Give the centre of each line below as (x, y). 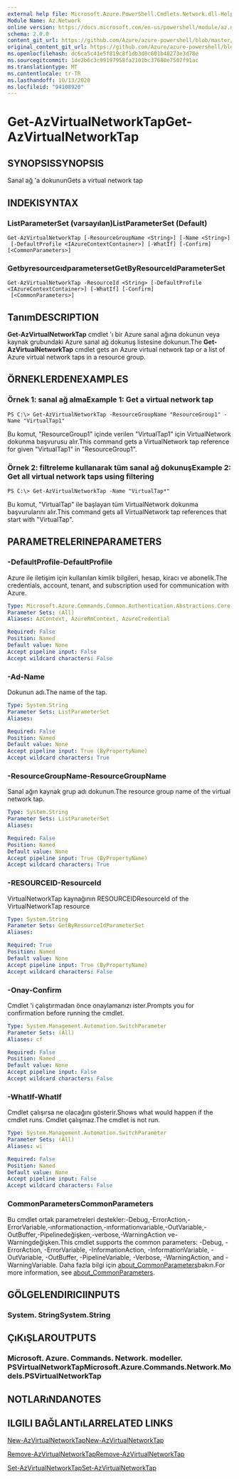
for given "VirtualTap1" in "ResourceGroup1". (72, 449)
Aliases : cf (25, 1039)
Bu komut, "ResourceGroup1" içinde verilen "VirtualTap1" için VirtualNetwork (119, 434)
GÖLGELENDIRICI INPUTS (64, 1294)
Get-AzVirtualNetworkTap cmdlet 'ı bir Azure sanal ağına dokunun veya (114, 335)
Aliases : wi (25, 1146)
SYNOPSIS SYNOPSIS (56, 163)
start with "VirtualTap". (41, 520)
